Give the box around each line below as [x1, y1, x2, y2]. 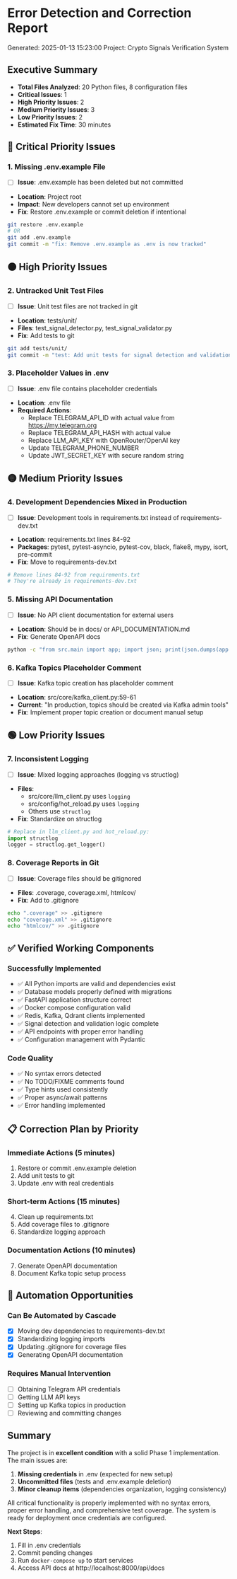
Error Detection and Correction [7, 5, 192, 21]
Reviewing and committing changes [17, 1409, 122, 1417]
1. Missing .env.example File [7, 162, 106, 172]
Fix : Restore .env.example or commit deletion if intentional [17, 207, 187, 216]
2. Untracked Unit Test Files [7, 286, 104, 296]
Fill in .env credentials [17, 1541, 81, 1549]
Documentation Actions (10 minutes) [7, 1245, 136, 1255]
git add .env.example [7, 234, 71, 241]
